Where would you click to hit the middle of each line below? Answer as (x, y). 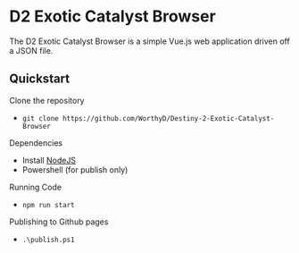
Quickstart (40, 79)
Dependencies (36, 143)
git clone (41, 118)
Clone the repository (47, 100)
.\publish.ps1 (48, 240)
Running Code (36, 187)
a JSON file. (31, 50)
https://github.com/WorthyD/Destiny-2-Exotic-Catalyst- (168, 118)
